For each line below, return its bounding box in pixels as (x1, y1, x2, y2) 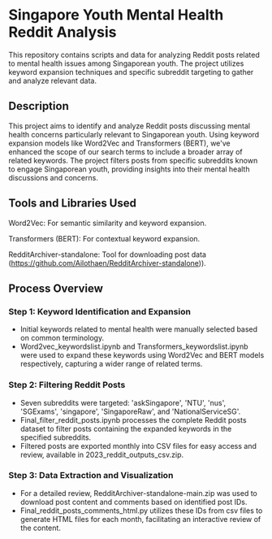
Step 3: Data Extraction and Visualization (8, 470, 174, 481)
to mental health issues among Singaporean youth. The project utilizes (8, 59, 244, 68)
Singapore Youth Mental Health (8, 6, 224, 24)
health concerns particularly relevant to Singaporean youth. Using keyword (8, 129, 260, 139)
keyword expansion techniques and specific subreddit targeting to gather (8, 67, 254, 76)
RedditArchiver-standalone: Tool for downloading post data (8, 250, 207, 259)
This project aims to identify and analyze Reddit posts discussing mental (8, 120, 251, 131)
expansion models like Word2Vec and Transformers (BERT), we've (8, 138, 231, 148)
